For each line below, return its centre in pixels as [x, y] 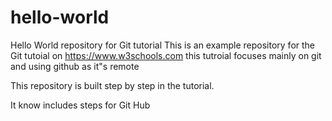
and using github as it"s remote [75, 66]
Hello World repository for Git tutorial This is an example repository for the [163, 45]
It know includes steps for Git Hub [80, 105]
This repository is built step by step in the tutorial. [112, 85]
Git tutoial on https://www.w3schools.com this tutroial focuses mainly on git [166, 55]
